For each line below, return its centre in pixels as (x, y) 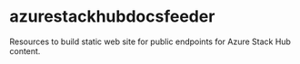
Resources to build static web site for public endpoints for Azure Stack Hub (150, 41)
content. (25, 50)
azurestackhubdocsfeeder (112, 17)
